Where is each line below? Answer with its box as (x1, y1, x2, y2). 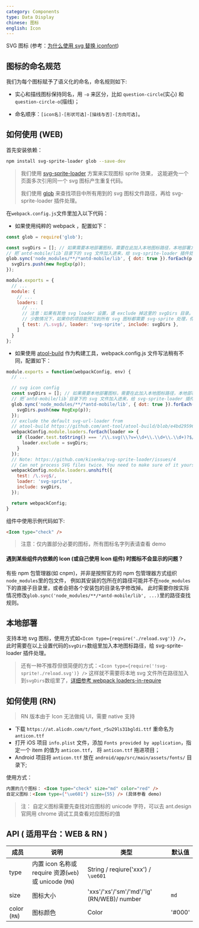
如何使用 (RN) (6, 696, 56, 706)
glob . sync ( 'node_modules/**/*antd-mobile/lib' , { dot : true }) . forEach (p (6, 256, 192, 262)
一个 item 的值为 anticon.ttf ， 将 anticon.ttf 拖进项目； (20, 747, 161, 754)
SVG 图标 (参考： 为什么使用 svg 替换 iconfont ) (6, 42, 120, 49)
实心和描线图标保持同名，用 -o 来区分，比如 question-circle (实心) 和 (14, 91, 184, 98)
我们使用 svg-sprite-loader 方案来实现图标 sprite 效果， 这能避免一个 (20, 169, 189, 176)
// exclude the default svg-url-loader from (11, 418, 123, 424)
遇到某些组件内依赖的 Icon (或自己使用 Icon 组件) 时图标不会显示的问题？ (6, 555, 184, 562)
